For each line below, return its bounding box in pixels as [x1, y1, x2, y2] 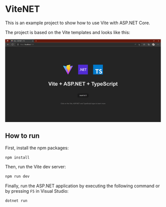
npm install [5, 155, 30, 160]
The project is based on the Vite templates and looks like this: [5, 29, 130, 35]
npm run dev [5, 174, 30, 179]
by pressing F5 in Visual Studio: [5, 188, 69, 194]
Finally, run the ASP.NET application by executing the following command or [5, 183, 160, 189]
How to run [5, 132, 40, 140]
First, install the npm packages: [5, 145, 69, 151]
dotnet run [5, 199, 28, 204]
